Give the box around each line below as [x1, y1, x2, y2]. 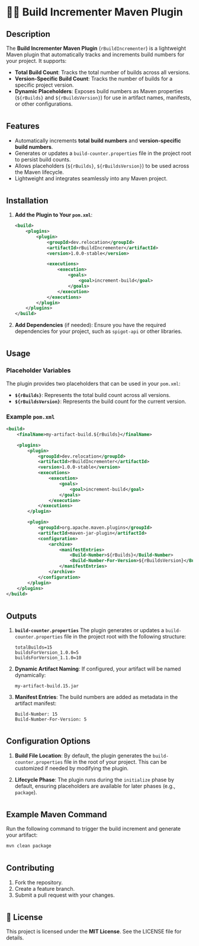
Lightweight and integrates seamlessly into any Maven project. [14, 174, 168, 182]
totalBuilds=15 [14, 644, 53, 650]
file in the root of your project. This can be [64, 758, 167, 765]
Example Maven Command [6, 810, 108, 820]
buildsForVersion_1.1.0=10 [14, 655, 82, 661]
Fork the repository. [14, 878, 63, 886]
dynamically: [14, 671, 46, 678]
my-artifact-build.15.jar [14, 682, 79, 689]
